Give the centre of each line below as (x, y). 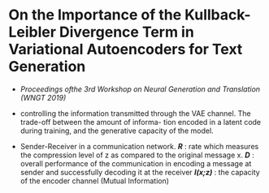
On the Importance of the (95, 15)
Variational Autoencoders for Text (126, 49)
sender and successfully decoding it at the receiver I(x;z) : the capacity (140, 172)
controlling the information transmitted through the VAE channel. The (135, 113)
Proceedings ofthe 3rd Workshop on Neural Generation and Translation (140, 89)
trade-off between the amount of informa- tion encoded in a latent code (141, 122)
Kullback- (217, 15)
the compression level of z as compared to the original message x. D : (137, 155)
